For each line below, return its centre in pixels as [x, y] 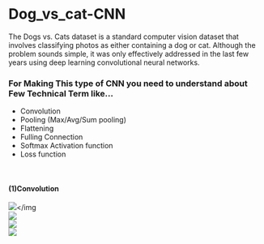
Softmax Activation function [66, 146]
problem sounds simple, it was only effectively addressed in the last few [129, 54]
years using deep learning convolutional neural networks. [104, 62]
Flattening [37, 128]
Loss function [43, 154]
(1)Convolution [34, 188]
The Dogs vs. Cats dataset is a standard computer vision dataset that [123, 36]
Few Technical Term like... [61, 93]
